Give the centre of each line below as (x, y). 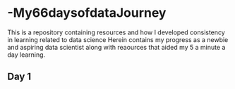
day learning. (26, 55)
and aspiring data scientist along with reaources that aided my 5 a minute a (116, 47)
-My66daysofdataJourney (87, 13)
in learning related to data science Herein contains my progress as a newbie (118, 39)
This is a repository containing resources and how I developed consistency (116, 32)
